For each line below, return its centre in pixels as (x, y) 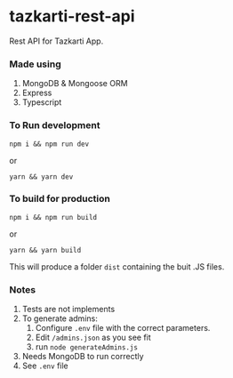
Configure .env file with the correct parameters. (123, 328)
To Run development (55, 125)
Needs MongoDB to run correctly (83, 357)
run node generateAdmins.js (86, 347)
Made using (35, 64)
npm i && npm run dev (49, 144)
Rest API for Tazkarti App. (56, 41)
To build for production (60, 199)
